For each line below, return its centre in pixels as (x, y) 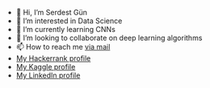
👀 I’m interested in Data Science (69, 21)
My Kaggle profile (46, 67)
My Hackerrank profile (53, 58)
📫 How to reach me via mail (63, 47)
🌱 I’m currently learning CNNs (65, 29)
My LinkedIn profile (48, 75)
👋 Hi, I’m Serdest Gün (51, 12)
